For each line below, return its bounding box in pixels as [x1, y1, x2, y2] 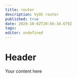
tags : [5, 26, 16, 31]
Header [5, 52, 36, 63]
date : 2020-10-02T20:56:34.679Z [5, 21, 72, 26]
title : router [5, 7, 35, 12]
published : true [5, 16, 39, 21]
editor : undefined [5, 30, 43, 35]
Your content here [5, 68, 42, 74]
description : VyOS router [5, 12, 59, 17]
